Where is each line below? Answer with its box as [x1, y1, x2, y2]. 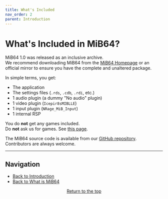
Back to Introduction [12, 173, 54, 180]
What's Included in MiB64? [5, 38, 120, 49]
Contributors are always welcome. [5, 141, 76, 147]
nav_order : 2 [5, 12, 32, 17]
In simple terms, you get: [5, 75, 56, 81]
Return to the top [66, 188, 101, 195]
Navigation [5, 160, 40, 169]
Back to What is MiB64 [12, 179, 60, 185]
